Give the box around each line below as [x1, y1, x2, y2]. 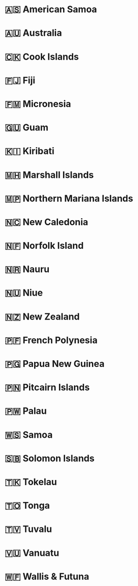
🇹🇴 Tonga [5, 500, 50, 512]
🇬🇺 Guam [5, 122, 49, 134]
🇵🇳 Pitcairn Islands [5, 382, 90, 393]
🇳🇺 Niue [5, 287, 43, 299]
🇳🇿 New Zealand [5, 311, 80, 322]
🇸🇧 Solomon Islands [5, 452, 95, 464]
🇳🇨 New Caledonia [5, 216, 89, 228]
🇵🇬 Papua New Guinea [5, 358, 105, 369]
